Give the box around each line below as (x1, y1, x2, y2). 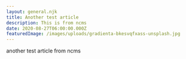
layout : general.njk (6, 8, 58, 15)
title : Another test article (6, 14, 79, 20)
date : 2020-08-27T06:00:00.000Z (6, 25, 87, 32)
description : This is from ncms (6, 20, 87, 26)
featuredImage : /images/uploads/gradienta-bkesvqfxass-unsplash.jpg (6, 31, 181, 37)
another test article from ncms (6, 47, 81, 54)
